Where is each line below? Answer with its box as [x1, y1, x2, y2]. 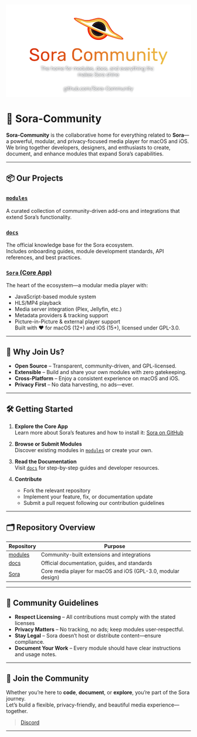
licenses [14, 620, 35, 627]
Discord [20, 719, 40, 726]
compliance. [14, 638, 45, 646]
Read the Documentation [14, 458, 77, 465]
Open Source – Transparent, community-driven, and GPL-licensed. [14, 362, 177, 369]
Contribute [14, 476, 42, 483]
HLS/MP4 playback [14, 300, 62, 307]
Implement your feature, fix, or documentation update [23, 493, 154, 500]
